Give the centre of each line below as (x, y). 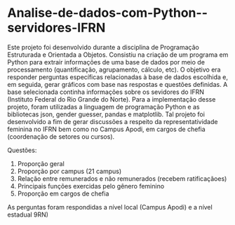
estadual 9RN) (28, 214)
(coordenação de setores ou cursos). (61, 136)
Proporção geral (41, 163)
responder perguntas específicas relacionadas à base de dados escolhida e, (118, 77)
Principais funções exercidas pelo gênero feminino (91, 186)
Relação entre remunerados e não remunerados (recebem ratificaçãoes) (122, 178)
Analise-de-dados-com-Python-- (108, 13)
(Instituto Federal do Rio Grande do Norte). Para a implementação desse (112, 99)
